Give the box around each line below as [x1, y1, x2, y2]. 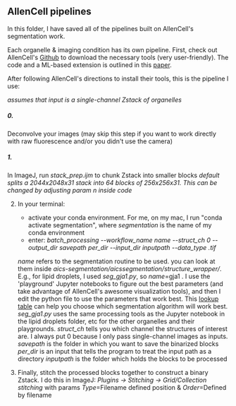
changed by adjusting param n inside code [7, 186, 132, 194]
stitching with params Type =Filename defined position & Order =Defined [17, 383, 227, 391]
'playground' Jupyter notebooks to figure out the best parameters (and [17, 279, 223, 288]
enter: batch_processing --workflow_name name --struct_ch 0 [27, 236, 211, 244]
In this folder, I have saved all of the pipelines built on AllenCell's [7, 24, 194, 32]
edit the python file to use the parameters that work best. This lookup [17, 294, 219, 303]
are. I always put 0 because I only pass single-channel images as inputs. [17, 332, 228, 340]
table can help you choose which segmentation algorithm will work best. [17, 301, 228, 310]
